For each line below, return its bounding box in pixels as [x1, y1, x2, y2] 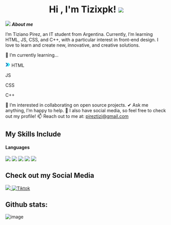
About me [11, 21, 33, 27]
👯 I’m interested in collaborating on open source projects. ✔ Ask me [5, 101, 149, 108]
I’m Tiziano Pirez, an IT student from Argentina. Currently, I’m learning [5, 31, 153, 37]
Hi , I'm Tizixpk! [49, 4, 117, 15]
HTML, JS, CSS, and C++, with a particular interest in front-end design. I [5, 36, 159, 43]
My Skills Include [5, 130, 61, 139]
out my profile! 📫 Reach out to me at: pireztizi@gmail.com [5, 113, 129, 119]
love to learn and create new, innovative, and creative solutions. [5, 42, 140, 48]
